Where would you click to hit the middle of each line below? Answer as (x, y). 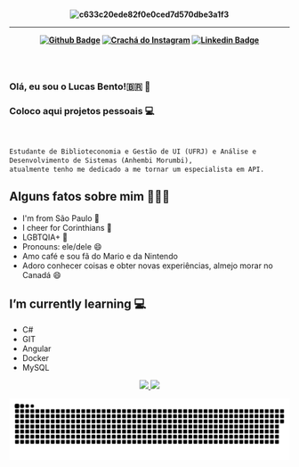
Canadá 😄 (41, 274)
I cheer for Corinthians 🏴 (67, 227)
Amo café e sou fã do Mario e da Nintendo (100, 256)
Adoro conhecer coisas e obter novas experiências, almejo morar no (148, 266)
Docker (36, 358)
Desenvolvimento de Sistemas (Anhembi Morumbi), (101, 160)
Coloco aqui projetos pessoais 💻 (82, 111)
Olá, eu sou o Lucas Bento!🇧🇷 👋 (80, 86)
